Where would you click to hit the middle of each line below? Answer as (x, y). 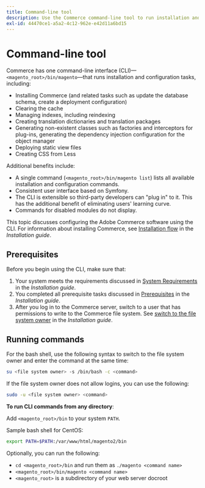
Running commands (45, 340)
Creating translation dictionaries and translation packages (88, 122)
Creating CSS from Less (45, 154)
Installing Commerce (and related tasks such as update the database (102, 96)
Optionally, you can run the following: (53, 453)
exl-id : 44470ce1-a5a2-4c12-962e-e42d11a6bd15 (67, 23)
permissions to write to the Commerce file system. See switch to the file (106, 313)
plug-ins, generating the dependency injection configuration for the (100, 135)
